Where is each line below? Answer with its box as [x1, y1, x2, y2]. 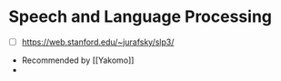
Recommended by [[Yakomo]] [21, 55, 135, 66]
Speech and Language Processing [8, 6, 273, 27]
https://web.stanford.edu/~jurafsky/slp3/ [21, 36, 175, 47]
